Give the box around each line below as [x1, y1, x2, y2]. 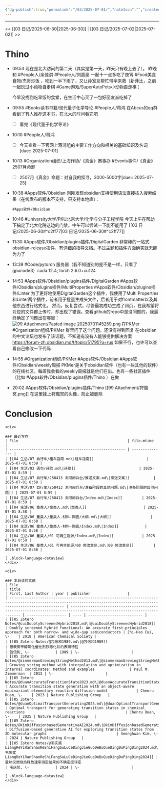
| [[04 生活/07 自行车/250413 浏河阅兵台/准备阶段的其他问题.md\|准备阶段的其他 [5, 485, 155, 490]
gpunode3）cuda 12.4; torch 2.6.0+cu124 [12, 267, 96, 273]
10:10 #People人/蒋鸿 [12, 131, 55, 137]
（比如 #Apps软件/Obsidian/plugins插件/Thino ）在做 [12, 374, 120, 380]
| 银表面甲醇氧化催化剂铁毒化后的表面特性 [5, 644, 79, 649]
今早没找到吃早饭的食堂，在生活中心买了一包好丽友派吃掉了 [12, 94, 132, 100]
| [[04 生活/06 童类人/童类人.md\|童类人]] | [5, 505, 146, 510]
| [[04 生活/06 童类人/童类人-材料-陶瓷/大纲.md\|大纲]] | [5, 514, 153, 519]
